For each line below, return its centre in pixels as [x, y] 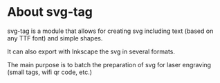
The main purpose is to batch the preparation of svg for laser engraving [109, 64]
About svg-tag [50, 12]
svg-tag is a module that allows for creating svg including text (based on [110, 31]
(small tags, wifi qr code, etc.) [49, 72]
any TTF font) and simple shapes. [55, 38]
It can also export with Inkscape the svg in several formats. [91, 51]
